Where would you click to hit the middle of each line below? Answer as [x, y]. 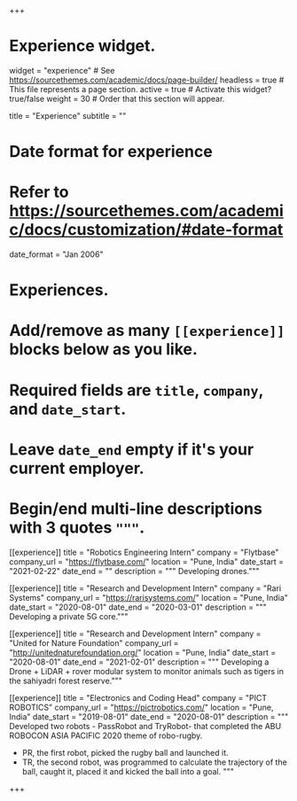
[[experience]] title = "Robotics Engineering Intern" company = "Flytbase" [144, 552]
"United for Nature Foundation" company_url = [94, 642]
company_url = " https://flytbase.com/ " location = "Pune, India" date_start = [147, 561]
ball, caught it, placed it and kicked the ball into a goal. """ [128, 771]
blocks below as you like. [103, 350]
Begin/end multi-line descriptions [136, 509]
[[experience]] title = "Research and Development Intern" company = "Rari [145, 588]
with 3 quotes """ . [77, 527]
